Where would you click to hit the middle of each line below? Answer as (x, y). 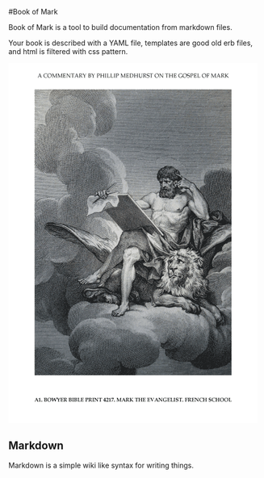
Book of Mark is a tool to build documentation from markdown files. (120, 27)
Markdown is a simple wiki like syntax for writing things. (101, 465)
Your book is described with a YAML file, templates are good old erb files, (130, 43)
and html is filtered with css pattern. (68, 51)
